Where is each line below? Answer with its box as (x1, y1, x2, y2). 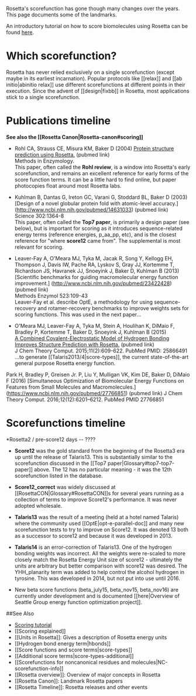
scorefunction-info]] (14, 665, 64, 672)
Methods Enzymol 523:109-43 (14, 292, 88, 299)
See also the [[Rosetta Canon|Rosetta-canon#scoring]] (6, 133, 143, 140)
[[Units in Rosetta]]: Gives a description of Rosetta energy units (14, 633, 167, 641)
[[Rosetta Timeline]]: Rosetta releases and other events (14, 683, 148, 691)
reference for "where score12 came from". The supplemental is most (14, 237, 181, 244)
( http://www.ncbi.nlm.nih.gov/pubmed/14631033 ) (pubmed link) (14, 206, 169, 213)
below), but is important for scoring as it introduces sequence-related (14, 225, 183, 232)
